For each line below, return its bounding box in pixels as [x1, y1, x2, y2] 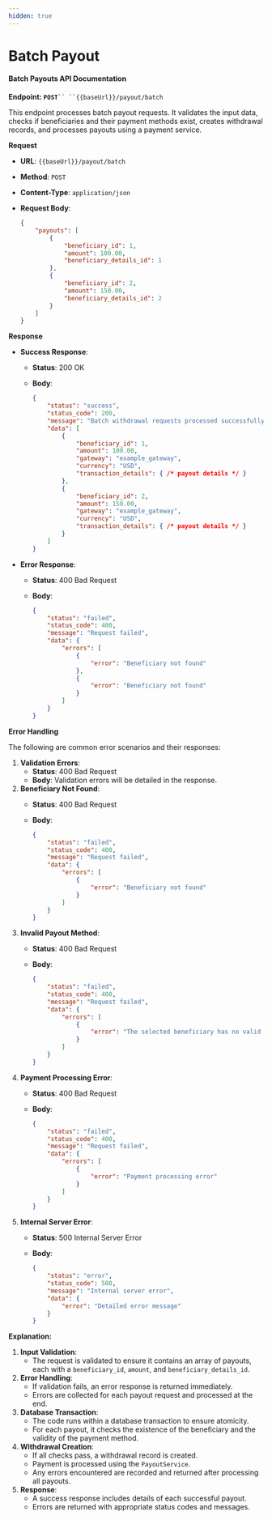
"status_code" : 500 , [47, 1279, 117, 1288]
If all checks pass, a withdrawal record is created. [32, 1450, 198, 1460]
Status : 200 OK [32, 363, 85, 373]
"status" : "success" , [47, 402, 120, 410]
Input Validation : [19, 1348, 77, 1357]
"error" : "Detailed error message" [61, 1301, 182, 1310]
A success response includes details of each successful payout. [32, 1493, 247, 1503]
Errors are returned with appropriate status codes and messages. [32, 1502, 251, 1512]
